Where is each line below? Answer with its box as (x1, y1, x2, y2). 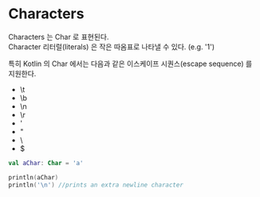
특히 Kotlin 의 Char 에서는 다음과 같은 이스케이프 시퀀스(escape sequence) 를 (8, 59, 253, 68)
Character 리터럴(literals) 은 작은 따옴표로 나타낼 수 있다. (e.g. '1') (8, 41, 215, 52)
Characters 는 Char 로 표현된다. (8, 32, 109, 41)
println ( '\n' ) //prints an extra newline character (8, 180, 183, 189)
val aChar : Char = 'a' (8, 159, 84, 167)
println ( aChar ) (8, 173, 59, 181)
